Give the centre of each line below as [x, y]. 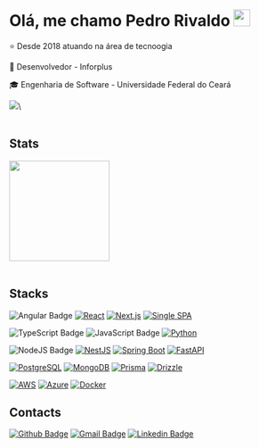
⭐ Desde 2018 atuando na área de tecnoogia [91, 46]
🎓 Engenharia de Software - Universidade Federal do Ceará [120, 84]
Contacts [36, 412]
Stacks [29, 294]
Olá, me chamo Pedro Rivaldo [120, 21]
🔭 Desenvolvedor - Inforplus [61, 66]
